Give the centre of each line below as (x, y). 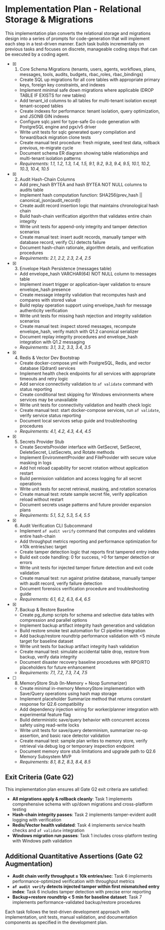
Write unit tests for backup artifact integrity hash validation (79, 646)
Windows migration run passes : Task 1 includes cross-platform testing (85, 835)
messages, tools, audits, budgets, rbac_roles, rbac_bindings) (82, 74)
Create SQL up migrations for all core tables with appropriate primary (90, 80)
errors (26, 562)
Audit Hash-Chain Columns (47, 179)
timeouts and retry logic (44, 378)
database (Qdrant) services (47, 368)
